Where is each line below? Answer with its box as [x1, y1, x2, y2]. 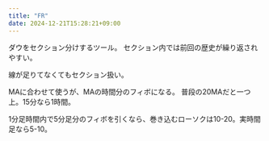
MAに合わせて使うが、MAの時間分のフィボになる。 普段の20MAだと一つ [8, 86, 251, 97]
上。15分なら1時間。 [8, 97, 75, 106]
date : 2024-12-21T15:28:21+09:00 [8, 19, 121, 27]
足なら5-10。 [8, 124, 53, 134]
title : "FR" [8, 11, 48, 20]
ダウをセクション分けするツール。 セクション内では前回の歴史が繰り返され [8, 42, 258, 52]
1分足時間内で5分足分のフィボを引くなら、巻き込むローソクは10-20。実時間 [8, 114, 261, 123]
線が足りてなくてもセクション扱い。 [8, 69, 128, 79]
